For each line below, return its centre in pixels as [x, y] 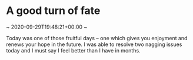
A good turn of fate [53, 11]
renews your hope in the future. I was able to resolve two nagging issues [94, 44]
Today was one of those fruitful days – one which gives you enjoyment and [97, 38]
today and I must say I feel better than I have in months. [73, 50]
